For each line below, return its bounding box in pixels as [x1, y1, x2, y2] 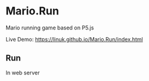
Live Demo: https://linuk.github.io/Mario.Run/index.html [5, 35, 143, 43]
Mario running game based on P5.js [5, 24, 94, 31]
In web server [5, 69, 40, 76]
